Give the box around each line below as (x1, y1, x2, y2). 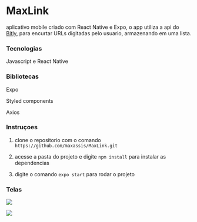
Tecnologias (6, 44, 42, 52)
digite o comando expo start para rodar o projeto (14, 170, 135, 177)
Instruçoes (6, 123, 38, 132)
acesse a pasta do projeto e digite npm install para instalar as (14, 153, 166, 160)
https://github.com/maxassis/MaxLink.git (14, 143, 118, 149)
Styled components (6, 97, 54, 104)
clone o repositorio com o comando (14, 136, 101, 143)
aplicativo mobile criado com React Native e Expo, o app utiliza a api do (6, 23, 179, 31)
